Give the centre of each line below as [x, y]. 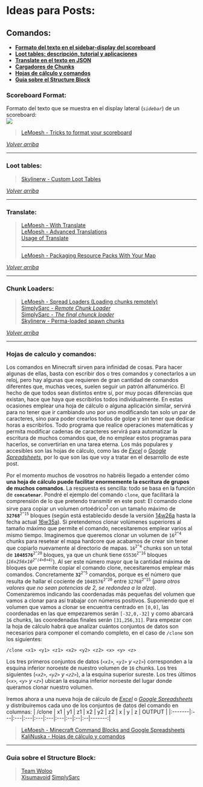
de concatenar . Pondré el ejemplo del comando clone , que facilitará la [93, 495]
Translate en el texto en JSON [53, 60]
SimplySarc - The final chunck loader [68, 315]
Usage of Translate [45, 238]
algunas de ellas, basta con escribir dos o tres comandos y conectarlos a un [101, 374]
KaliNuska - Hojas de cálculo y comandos [73, 736]
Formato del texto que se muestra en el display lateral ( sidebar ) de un [93, 108]
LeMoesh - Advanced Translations [64, 231]
